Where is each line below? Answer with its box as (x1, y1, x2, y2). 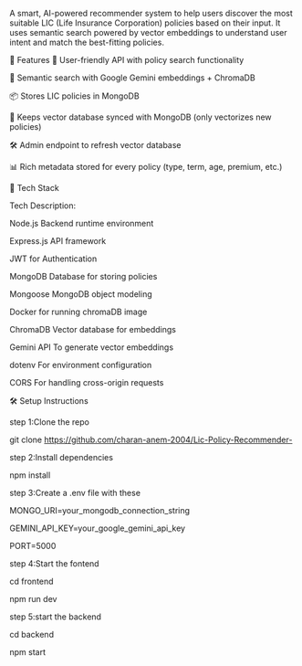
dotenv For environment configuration (9, 360, 152, 370)
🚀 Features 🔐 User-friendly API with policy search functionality (9, 55, 245, 65)
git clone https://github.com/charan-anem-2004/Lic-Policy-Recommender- (9, 434, 293, 445)
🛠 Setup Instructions (9, 396, 89, 406)
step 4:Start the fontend (9, 558, 99, 569)
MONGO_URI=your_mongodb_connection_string (9, 505, 190, 515)
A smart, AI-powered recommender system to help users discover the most (9, 8, 294, 18)
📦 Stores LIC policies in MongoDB (9, 90, 140, 101)
